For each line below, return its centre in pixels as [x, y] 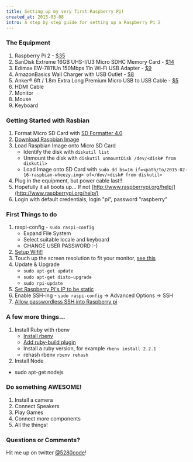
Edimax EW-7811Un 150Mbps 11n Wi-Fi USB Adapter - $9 [83, 68]
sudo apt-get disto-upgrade [57, 277]
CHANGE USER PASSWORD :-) [61, 246]
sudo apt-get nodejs [39, 372]
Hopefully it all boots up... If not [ [54, 187]
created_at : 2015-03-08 [35, 17]
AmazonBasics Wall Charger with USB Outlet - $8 [74, 74]
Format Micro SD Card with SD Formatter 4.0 [68, 133]
